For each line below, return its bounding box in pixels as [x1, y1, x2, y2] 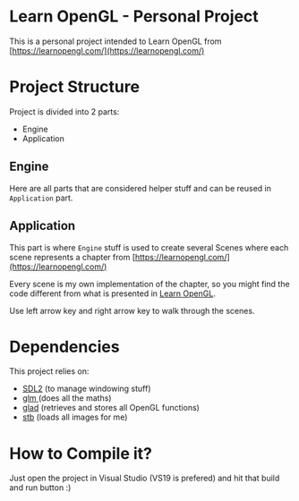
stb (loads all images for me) [21, 412, 128, 422]
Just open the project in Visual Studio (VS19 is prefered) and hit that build [9, 472, 280, 484]
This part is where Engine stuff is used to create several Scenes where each [9, 242, 289, 252]
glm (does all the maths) [21, 393, 112, 403]
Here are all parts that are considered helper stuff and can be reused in [9, 183, 271, 193]
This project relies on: [9, 366, 90, 377]
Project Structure [9, 77, 141, 98]
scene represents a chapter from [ [9, 251, 136, 262]
